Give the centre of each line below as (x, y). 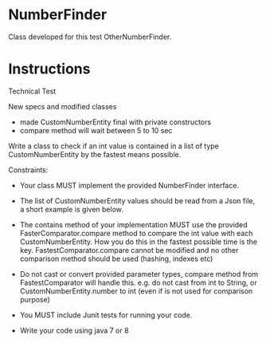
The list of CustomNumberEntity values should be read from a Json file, (137, 200)
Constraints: (28, 170)
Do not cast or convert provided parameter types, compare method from (139, 274)
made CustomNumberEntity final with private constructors (115, 122)
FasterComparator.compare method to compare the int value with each (136, 233)
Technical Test (32, 91)
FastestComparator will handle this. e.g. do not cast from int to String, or (138, 282)
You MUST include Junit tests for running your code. (106, 315)
